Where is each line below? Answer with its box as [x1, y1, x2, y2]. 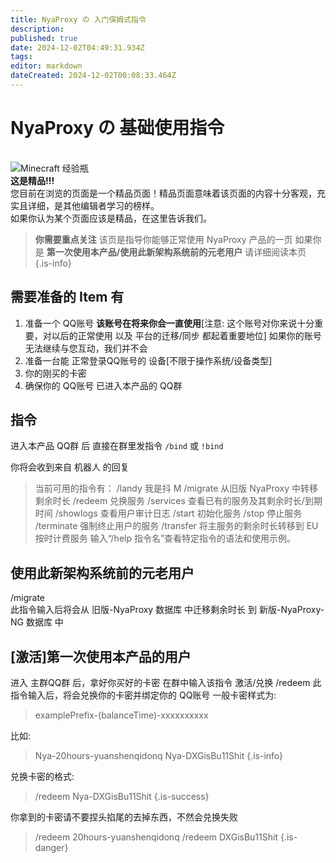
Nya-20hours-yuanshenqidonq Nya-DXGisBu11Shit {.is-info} [34, 750, 284, 762]
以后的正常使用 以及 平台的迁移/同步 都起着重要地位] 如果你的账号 [51, 329, 322, 341]
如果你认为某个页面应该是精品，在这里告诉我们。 [10, 212, 212, 224]
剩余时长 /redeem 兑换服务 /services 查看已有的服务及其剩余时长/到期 [34, 495, 323, 507]
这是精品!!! [10, 174, 55, 186]
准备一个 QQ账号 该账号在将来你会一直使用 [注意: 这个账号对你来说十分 [24, 317, 315, 329]
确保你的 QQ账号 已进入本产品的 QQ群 [24, 379, 183, 391]
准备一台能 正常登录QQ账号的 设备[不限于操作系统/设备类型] [24, 354, 273, 366]
